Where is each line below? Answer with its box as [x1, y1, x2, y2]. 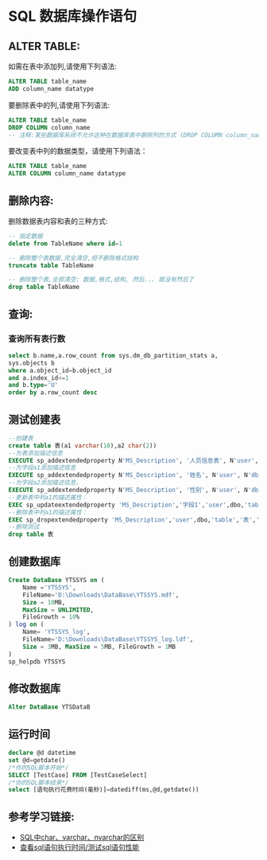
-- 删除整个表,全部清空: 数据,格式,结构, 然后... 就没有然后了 [8, 276, 195, 283]
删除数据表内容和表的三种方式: [8, 216, 109, 225]
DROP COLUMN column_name [8, 123, 91, 131]
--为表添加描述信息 [8, 449, 64, 457]
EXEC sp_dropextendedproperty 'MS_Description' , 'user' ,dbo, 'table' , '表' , [8, 515, 257, 524]
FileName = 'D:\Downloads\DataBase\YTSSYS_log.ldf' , [22, 635, 194, 643]
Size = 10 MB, [22, 598, 66, 606]
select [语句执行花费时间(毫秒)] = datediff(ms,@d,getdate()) [8, 786, 199, 794]
